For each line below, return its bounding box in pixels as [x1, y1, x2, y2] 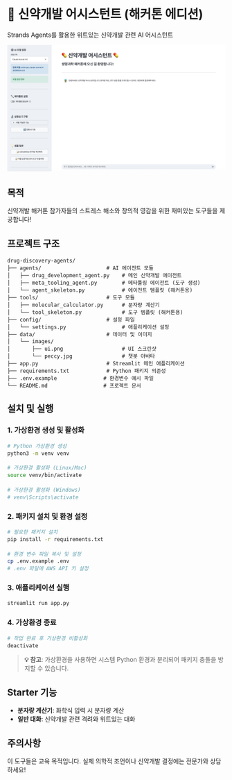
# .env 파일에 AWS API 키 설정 [7, 565, 89, 572]
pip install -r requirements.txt [7, 536, 104, 542]
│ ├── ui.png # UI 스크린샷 [7, 345, 157, 352]
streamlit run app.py [7, 600, 70, 607]
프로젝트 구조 [7, 238, 60, 249]
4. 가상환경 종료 [7, 617, 57, 627]
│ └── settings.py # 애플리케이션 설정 [7, 324, 170, 331]
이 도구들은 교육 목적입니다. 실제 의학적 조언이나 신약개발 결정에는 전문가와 [7, 757, 209, 765]
